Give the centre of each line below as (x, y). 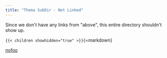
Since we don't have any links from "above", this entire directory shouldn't (83, 25)
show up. (15, 30)
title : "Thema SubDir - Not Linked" (44, 10)
